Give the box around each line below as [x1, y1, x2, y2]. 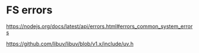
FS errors [6, 3, 53, 17]
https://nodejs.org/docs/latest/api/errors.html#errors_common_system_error [6, 23, 193, 30]
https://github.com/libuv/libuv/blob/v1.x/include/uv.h [6, 40, 134, 47]
